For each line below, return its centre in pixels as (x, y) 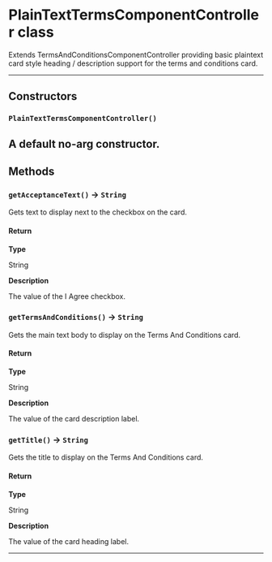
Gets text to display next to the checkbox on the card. (98, 212)
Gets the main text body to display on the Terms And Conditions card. (125, 335)
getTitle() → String (49, 439)
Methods (32, 172)
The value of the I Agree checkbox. (67, 296)
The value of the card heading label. (69, 541)
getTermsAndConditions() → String (76, 317)
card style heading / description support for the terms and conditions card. (133, 63)
